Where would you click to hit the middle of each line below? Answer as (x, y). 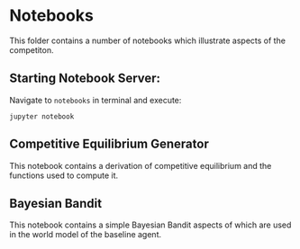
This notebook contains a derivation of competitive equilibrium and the (141, 165)
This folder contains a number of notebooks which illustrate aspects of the (148, 40)
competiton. (32, 49)
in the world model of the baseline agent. (86, 235)
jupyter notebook (42, 116)
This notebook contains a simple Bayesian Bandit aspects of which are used (150, 225)
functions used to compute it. (64, 175)
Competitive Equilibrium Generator (109, 144)
